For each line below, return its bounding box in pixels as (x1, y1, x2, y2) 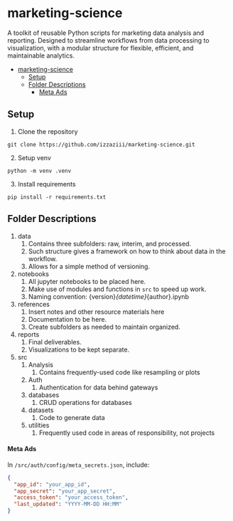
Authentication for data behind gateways (38, 383, 158, 391)
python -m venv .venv (7, 167, 72, 174)
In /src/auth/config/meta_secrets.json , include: (7, 461, 150, 469)
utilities (28, 421, 50, 429)
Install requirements (17, 179, 76, 188)
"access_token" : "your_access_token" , (13, 494, 129, 501)
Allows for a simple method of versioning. (28, 262, 151, 270)
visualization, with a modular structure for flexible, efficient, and (7, 43, 194, 52)
